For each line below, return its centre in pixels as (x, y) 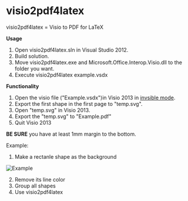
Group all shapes (35, 186)
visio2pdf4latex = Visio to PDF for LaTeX (55, 27)
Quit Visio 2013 (33, 122)
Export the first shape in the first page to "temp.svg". (78, 103)
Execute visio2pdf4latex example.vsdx (61, 75)
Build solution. (32, 56)
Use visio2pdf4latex (39, 192)
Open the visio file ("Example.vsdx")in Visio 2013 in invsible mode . (95, 98)
